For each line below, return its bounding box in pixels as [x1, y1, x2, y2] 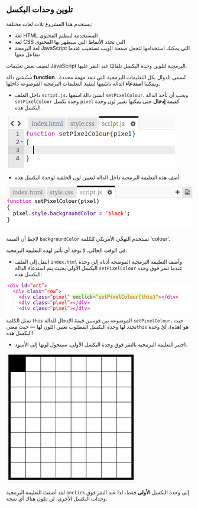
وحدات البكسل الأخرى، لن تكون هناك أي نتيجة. [6, 495, 108, 502]
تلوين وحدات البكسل [6, 5, 73, 15]
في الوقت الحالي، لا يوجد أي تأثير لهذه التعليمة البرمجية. [6, 247, 127, 254]
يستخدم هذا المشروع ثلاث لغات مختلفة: [6, 20, 93, 27]
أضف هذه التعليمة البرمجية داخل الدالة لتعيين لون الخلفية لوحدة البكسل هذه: [14, 174, 181, 181]
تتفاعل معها [14, 50, 40, 58]
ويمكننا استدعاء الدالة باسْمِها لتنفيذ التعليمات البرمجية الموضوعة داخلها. [6, 80, 161, 87]
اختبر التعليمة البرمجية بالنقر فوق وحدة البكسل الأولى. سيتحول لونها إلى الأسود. [14, 341, 187, 348]
